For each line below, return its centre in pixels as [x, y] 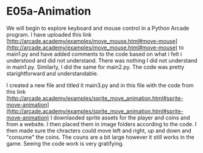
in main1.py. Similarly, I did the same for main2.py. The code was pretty [95, 67]
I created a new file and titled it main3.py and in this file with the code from [100, 85]
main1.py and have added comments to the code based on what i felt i [94, 54]
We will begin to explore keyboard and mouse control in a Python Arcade [98, 28]
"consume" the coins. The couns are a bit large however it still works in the [100, 137]
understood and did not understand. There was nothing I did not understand [102, 60]
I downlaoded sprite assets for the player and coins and [120, 118]
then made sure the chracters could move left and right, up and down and [99, 130]
